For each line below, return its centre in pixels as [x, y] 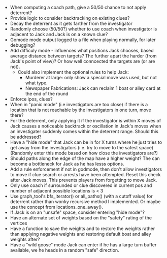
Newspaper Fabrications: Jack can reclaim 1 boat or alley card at [93, 88]
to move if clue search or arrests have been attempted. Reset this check [85, 174]
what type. [36, 83]
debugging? [23, 45]
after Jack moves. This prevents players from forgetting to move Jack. [83, 180]
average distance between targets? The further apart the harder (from [83, 56]
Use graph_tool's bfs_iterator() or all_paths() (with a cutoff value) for [81, 196]
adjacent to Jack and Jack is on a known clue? [59, 34]
